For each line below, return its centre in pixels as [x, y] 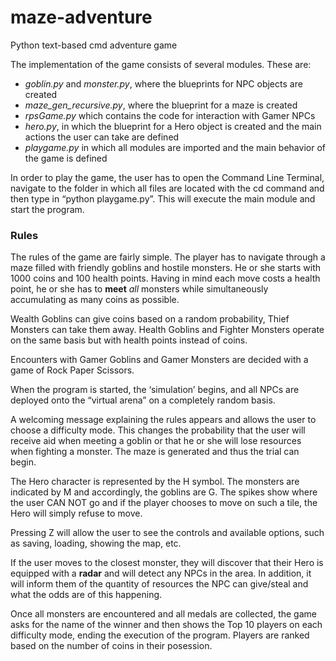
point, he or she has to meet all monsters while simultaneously [139, 289]
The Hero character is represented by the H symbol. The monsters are [155, 482]
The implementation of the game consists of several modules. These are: [161, 64]
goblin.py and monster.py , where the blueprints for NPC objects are [163, 83]
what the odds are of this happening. [86, 595]
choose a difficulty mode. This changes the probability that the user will [158, 430]
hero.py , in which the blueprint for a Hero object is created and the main [173, 126]
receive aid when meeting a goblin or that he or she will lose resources [156, 441]
